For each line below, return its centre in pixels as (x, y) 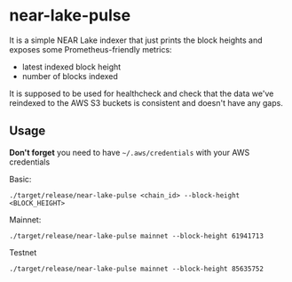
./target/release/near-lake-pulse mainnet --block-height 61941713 (137, 236)
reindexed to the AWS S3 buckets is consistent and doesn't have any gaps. (146, 102)
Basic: (20, 179)
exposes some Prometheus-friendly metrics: (91, 49)
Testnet (23, 252)
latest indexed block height (71, 67)
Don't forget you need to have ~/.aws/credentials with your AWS (130, 152)
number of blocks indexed (70, 76)
